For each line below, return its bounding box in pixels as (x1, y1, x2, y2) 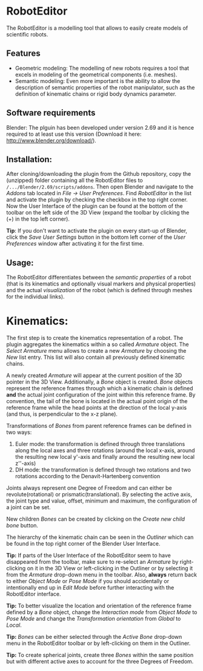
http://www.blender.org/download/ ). (6, 136, 97, 144)
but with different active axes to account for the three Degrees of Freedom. (6, 658, 194, 665)
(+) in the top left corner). (6, 215, 70, 222)
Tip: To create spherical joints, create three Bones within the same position (6, 652, 194, 659)
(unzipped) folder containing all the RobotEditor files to (6, 177, 144, 184)
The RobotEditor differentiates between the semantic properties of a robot (6, 274, 191, 281)
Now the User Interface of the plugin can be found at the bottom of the (6, 202, 183, 210)
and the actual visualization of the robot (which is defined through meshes (6, 287, 193, 294)
